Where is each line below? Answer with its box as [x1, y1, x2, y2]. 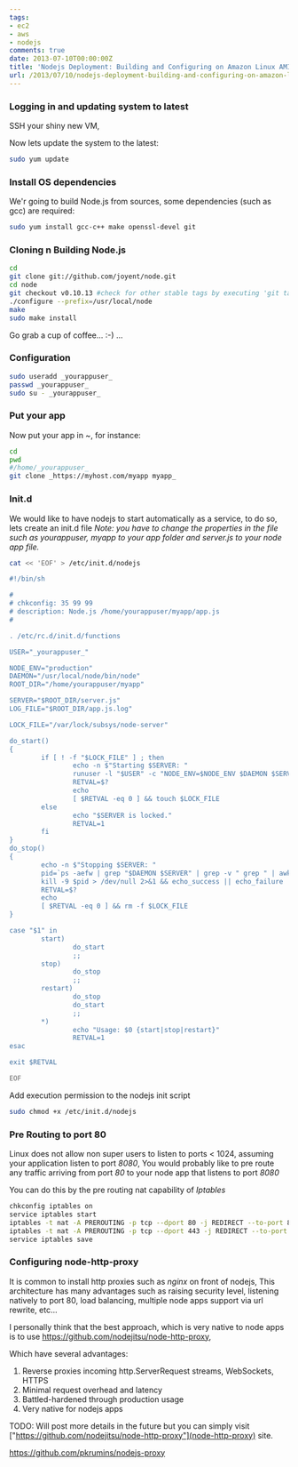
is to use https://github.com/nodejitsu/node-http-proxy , [9, 1331, 211, 1342]
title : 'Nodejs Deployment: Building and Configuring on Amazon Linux [9, 63, 276, 72]
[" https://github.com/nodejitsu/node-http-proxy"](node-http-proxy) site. [9, 1430, 273, 1440]
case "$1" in [9, 926, 58, 935]
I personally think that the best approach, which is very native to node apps [9, 1321, 285, 1332]
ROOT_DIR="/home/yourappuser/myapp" [9, 680, 145, 689]
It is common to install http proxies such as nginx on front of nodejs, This [9, 1276, 275, 1287]
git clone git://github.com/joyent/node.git [9, 272, 176, 281]
